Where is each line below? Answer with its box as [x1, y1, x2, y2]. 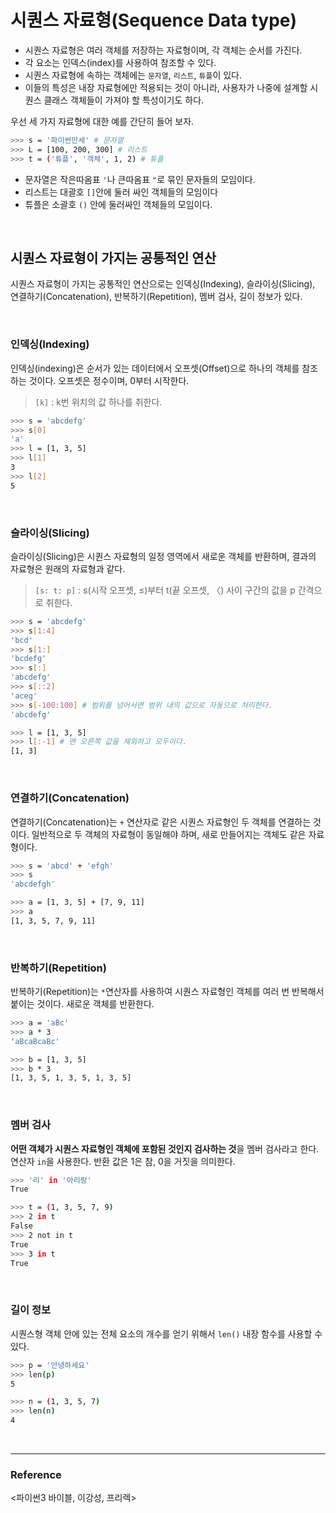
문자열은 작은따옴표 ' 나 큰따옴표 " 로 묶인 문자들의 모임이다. [24, 173, 256, 185]
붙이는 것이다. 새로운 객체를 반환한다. [10, 998, 155, 1010]
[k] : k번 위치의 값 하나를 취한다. [34, 396, 163, 408]
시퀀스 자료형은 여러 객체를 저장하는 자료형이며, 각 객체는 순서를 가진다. [24, 44, 303, 56]
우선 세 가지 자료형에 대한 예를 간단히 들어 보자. [10, 115, 195, 127]
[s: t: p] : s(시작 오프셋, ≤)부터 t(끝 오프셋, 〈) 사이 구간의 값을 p [34, 584, 296, 596]
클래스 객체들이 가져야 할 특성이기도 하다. [43, 94, 205, 106]
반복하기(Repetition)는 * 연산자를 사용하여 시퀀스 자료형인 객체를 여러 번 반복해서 [10, 986, 325, 998]
